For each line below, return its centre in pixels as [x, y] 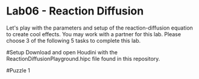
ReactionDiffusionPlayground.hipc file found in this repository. [83, 58]
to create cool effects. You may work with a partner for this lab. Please [94, 34]
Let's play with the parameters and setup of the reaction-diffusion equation [99, 28]
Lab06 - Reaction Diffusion [75, 11]
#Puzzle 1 [18, 70]
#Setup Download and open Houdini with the [62, 52]
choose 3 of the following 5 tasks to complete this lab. [74, 40]
